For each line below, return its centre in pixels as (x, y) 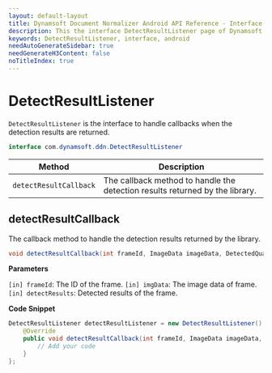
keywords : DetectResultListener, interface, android (99, 38)
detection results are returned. (59, 132)
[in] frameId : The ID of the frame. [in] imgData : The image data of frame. (133, 285)
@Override (40, 331)
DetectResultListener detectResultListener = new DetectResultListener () (136, 324)
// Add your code (66, 346)
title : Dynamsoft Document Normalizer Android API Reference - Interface (136, 23)
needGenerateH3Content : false (59, 53)
